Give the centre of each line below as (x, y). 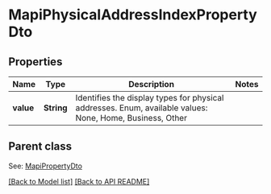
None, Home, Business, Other (131, 118)
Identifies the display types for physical (150, 98)
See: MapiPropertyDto (46, 166)
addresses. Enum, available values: (142, 108)
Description (152, 84)
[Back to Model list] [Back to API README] (79, 181)
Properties (35, 62)
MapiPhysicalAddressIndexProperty (133, 15)
